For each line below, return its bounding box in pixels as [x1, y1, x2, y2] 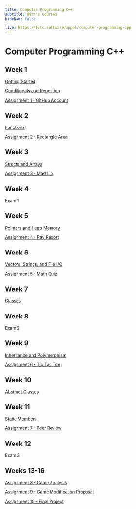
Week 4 [5, 185, 29, 193]
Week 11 [5, 403, 30, 411]
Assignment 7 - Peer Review [5, 425, 62, 431]
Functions [5, 125, 25, 130]
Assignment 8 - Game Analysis [5, 480, 67, 485]
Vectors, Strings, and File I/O [5, 261, 63, 267]
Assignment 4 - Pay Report [5, 234, 59, 240]
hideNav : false [5, 16, 36, 21]
